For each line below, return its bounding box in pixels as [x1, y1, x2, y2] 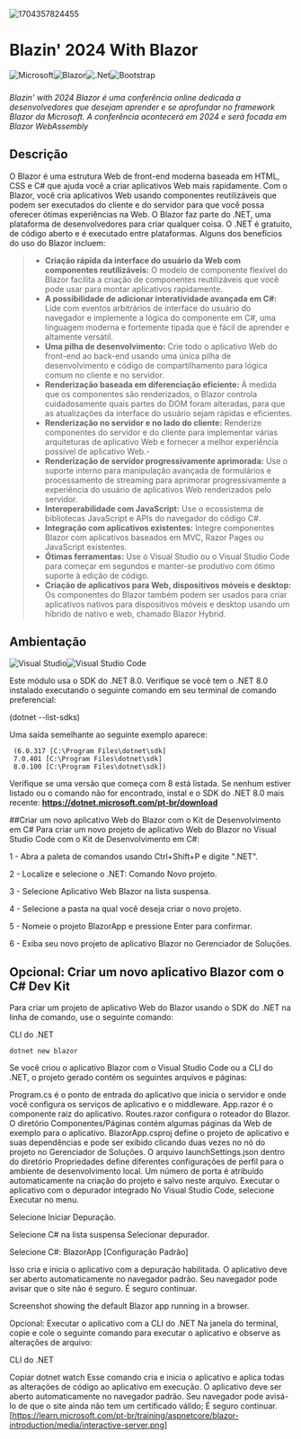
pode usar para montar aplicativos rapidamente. [44, 283, 223, 294]
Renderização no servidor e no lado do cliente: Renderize [44, 417, 262, 428]
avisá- [265, 1391, 289, 1402]
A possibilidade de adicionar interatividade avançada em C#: [44, 293, 277, 304]
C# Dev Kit [9, 978, 70, 993]
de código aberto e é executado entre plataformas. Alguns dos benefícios [9, 227, 283, 238]
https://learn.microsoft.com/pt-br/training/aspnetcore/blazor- [12, 1410, 240, 1421]
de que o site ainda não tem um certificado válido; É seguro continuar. [17, 1400, 278, 1411]
